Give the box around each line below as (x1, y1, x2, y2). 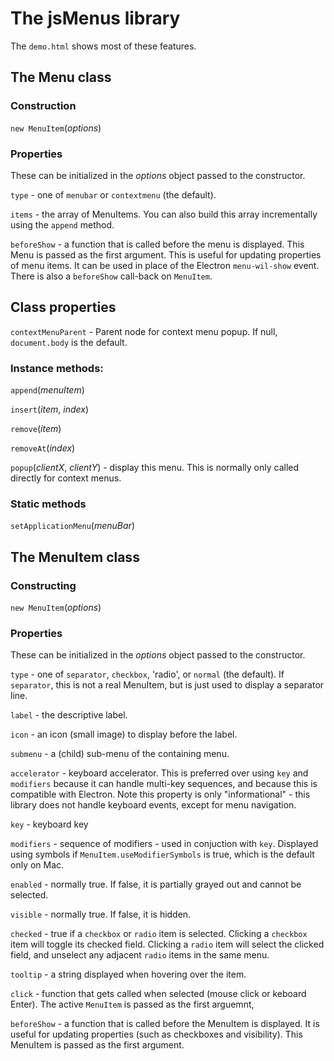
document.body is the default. (10, 336, 128, 348)
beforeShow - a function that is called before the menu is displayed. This (10, 238, 305, 250)
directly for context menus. (10, 472, 122, 484)
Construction (10, 99, 77, 113)
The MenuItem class (10, 548, 140, 566)
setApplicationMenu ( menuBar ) (10, 520, 135, 532)
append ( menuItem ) (10, 384, 85, 396)
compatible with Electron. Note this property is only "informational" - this (10, 788, 311, 801)
